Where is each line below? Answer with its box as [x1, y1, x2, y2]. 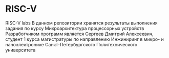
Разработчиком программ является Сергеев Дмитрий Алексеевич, [5, 31, 154, 37]
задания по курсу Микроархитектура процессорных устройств [5, 25, 144, 31]
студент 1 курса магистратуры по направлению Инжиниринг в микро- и [5, 36, 164, 42]
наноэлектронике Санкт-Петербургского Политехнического [5, 41, 138, 47]
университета [5, 47, 36, 53]
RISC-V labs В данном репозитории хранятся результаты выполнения [5, 20, 158, 26]
